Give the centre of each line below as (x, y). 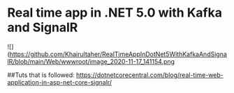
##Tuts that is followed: (41, 75)
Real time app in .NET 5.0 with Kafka (115, 13)
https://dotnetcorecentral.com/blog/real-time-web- (149, 75)
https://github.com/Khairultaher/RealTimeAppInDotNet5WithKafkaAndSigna (118, 54)
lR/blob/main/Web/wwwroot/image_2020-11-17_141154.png (91, 61)
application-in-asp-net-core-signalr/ (60, 82)
